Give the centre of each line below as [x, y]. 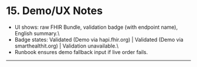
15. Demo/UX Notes [55, 11]
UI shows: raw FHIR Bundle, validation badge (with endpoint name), [96, 27]
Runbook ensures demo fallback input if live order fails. [81, 52]
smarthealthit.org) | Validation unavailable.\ [67, 46]
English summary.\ [37, 33]
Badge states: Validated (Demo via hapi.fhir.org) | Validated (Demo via [99, 39]
